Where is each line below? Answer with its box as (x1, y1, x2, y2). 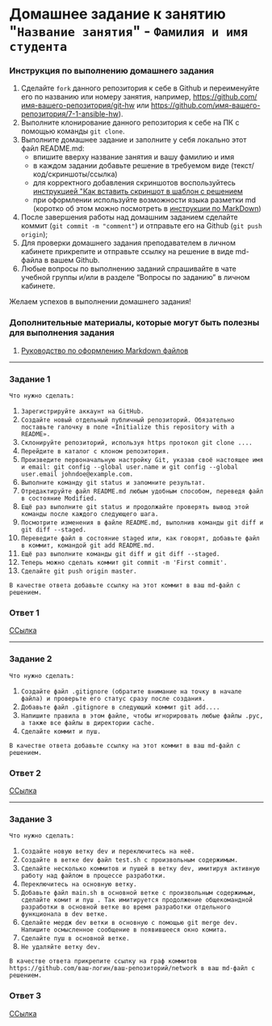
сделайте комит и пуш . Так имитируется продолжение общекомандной (20, 896, 253, 905)
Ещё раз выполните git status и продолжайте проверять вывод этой (20, 503, 249, 511)
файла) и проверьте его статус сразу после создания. (20, 694, 206, 702)
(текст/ (230, 161, 255, 171)
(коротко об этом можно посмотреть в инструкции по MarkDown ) (32, 204, 262, 214)
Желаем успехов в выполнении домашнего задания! (9, 297, 192, 307)
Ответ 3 (9, 990, 42, 1002)
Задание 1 (9, 373, 51, 384)
